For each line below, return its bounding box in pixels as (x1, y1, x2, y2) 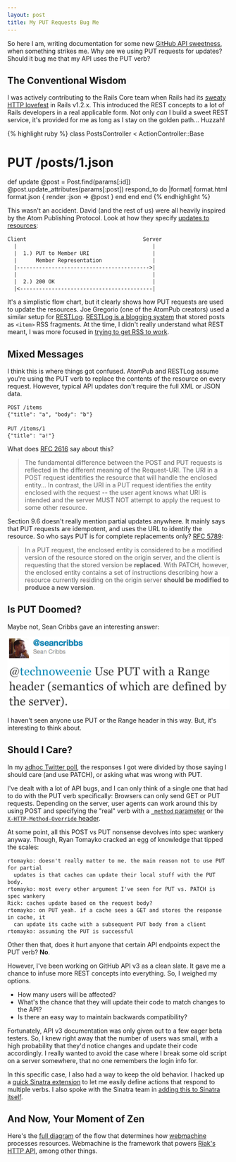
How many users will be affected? (17, 990, 116, 999)
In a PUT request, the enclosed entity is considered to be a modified (24, 546, 223, 555)
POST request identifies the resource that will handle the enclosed (24, 473, 217, 482)
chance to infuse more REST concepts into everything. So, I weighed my (7, 968, 218, 978)
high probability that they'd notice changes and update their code (7, 1041, 198, 1050)
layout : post (7, 11, 46, 18)
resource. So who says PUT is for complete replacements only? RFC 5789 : (7, 532, 224, 540)
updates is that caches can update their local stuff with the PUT (13, 871, 216, 879)
